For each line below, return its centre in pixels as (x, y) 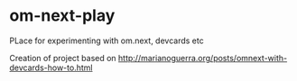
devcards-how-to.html (51, 67)
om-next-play (62, 16)
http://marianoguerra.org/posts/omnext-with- (202, 58)
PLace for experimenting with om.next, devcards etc (107, 40)
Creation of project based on (63, 58)
